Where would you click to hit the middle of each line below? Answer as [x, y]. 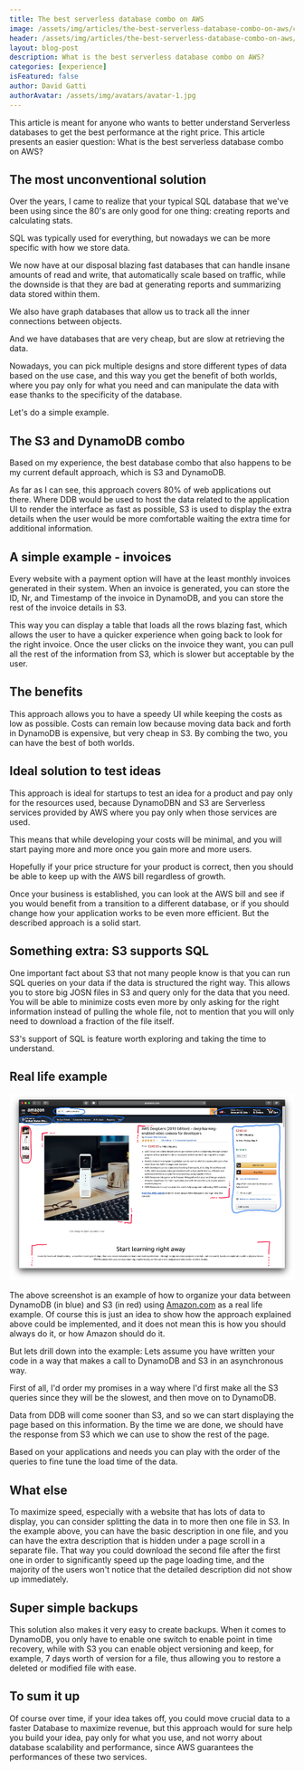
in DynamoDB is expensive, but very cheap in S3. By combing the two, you [148, 732]
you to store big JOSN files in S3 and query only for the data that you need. [150, 992]
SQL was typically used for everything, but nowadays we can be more [140, 238]
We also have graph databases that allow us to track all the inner [130, 311]
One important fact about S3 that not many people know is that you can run [150, 972]
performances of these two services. [78, 1757]
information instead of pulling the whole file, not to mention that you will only [152, 1011]
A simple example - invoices [90, 557]
